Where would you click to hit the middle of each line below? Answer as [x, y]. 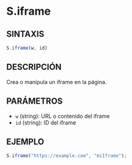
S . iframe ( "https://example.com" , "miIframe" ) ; [67, 156]
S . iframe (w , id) [27, 48]
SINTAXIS [25, 34]
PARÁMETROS [35, 102]
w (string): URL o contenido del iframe [62, 116]
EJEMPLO [25, 141]
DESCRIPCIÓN [34, 67]
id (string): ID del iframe [46, 122]
